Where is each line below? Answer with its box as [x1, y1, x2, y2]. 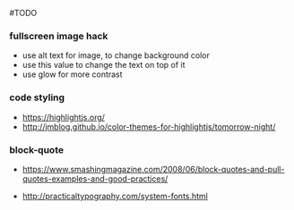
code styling [9, 91, 65, 104]
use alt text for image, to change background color [22, 50, 211, 61]
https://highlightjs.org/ [22, 112, 106, 122]
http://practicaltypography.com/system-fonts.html [22, 190, 209, 201]
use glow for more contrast [22, 69, 123, 80]
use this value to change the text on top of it [22, 60, 186, 71]
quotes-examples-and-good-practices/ [22, 173, 169, 184]
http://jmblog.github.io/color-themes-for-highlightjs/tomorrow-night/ [22, 121, 276, 132]
